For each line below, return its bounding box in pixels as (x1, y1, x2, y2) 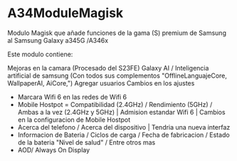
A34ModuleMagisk (7, 5, 124, 21)
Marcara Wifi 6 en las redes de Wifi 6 (17, 93, 127, 101)
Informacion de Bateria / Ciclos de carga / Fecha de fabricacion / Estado (17, 130, 230, 139)
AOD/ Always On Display (17, 145, 90, 154)
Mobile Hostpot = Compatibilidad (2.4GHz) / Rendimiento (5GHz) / (17, 100, 213, 108)
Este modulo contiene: (7, 50, 73, 58)
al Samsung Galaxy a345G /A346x (7, 36, 109, 44)
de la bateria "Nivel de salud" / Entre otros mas (17, 137, 156, 147)
